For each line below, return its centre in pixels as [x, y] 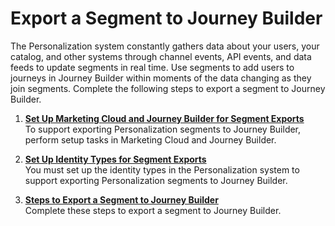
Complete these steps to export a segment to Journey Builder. [153, 210]
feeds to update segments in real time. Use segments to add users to [152, 67]
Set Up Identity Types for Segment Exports [115, 159]
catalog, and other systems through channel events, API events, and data [161, 56]
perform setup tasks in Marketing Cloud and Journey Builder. [150, 139]
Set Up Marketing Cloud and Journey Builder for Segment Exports [164, 118]
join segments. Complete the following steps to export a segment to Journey [168, 88]
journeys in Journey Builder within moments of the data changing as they [161, 78]
